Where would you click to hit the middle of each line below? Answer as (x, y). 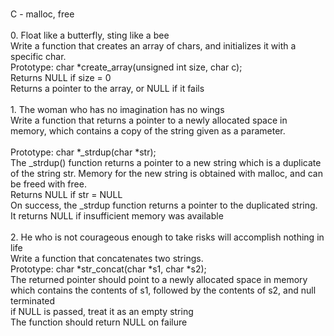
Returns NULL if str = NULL (66, 194)
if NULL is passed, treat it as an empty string (102, 311)
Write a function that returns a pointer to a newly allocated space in (149, 120)
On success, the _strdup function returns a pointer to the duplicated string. (164, 205)
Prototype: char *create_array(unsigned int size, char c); (126, 67)
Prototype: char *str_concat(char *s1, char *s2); (108, 269)
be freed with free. (48, 184)
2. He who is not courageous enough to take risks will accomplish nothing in (167, 237)
